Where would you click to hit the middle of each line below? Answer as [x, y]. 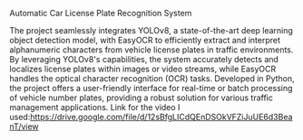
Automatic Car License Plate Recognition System [101, 13]
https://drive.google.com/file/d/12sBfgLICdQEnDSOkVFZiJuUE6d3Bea [161, 117]
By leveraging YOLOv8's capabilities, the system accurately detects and [144, 59]
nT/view [24, 126]
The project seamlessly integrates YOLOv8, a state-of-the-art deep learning [151, 30]
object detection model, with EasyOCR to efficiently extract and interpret [145, 40]
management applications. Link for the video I [95, 107]
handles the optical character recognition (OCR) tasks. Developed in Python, [152, 79]
